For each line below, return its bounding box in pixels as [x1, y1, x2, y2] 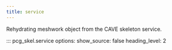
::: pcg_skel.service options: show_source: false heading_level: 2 [6, 37, 167, 44]
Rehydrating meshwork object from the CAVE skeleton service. [6, 25, 162, 33]
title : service [6, 8, 45, 15]
